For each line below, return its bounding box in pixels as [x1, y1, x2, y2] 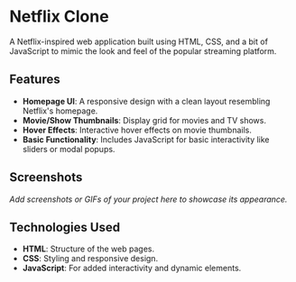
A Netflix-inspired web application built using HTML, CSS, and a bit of [9, 36, 269, 47]
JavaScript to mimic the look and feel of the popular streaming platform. [9, 45, 277, 56]
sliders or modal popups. [22, 143, 116, 154]
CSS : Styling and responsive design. [22, 253, 159, 264]
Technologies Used [9, 219, 120, 235]
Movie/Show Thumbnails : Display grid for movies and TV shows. [22, 114, 266, 125]
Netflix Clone [9, 6, 110, 27]
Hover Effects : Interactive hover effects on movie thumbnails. [22, 124, 253, 135]
